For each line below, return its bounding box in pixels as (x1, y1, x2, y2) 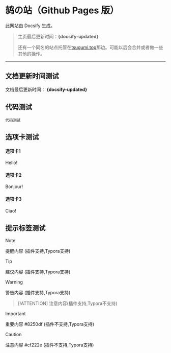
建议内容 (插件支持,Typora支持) (5, 269, 71, 275)
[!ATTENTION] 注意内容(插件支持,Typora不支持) (17, 300, 118, 307)
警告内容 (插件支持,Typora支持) (5, 290, 71, 296)
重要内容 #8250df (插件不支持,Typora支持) (5, 321, 95, 327)
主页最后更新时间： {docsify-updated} (17, 33, 99, 39)
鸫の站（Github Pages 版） (5, 5, 119, 16)
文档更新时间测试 (5, 72, 59, 81)
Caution (5, 332, 22, 338)
